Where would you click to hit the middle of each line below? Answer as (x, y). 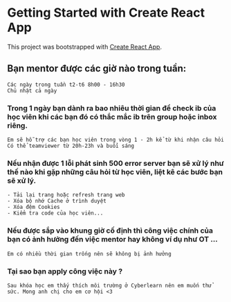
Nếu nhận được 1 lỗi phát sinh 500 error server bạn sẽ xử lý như (115, 163)
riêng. (17, 125)
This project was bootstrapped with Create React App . (85, 47)
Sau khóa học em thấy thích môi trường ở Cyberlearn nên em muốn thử (110, 285)
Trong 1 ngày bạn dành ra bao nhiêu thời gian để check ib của (112, 108)
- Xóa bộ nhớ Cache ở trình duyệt (57, 201)
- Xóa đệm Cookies (34, 207)
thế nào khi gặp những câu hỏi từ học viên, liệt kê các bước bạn (115, 171)
